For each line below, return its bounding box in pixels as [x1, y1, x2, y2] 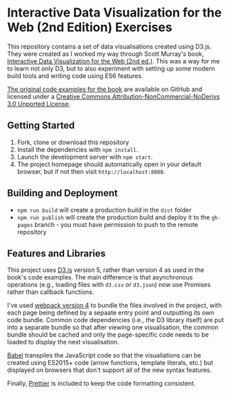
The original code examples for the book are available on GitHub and [7, 85, 203, 93]
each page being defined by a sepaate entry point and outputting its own [7, 308, 214, 317]
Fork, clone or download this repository [17, 138, 130, 146]
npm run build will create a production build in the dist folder [17, 206, 192, 214]
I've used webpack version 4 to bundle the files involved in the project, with [7, 302, 222, 310]
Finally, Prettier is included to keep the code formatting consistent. [7, 380, 196, 388]
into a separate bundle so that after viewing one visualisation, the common [7, 323, 219, 332]
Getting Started [7, 119, 75, 132]
